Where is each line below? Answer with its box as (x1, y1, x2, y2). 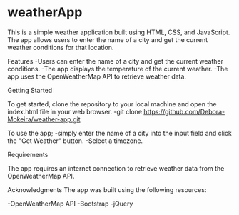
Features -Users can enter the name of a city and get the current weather (7, 56, 223, 65)
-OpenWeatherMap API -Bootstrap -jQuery (7, 199, 133, 208)
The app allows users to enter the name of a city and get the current (7, 35, 208, 44)
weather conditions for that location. (7, 43, 114, 51)
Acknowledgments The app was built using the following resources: (7, 185, 207, 194)
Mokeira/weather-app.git (7, 115, 81, 124)
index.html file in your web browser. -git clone (7, 107, 143, 116)
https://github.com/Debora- (143, 107, 225, 116)
